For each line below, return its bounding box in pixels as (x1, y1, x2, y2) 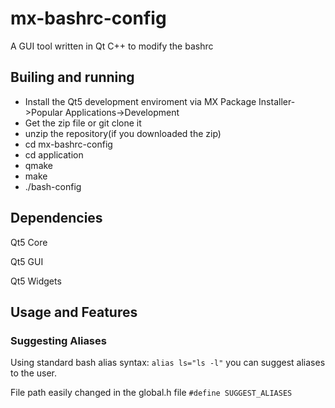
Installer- (258, 95, 296, 107)
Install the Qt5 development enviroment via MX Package (24, 95, 257, 107)
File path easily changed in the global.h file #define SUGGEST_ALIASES (10, 387, 293, 399)
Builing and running (10, 69, 135, 86)
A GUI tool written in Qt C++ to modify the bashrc (10, 40, 214, 52)
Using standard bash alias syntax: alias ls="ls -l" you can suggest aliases (10, 357, 326, 369)
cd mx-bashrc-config (24, 138, 113, 150)
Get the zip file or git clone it (24, 117, 142, 129)
